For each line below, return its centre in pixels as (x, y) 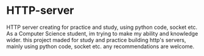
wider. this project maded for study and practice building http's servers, (96, 40)
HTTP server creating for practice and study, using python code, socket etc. (102, 27)
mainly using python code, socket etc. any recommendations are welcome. (100, 46)
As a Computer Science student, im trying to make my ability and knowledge (102, 33)
